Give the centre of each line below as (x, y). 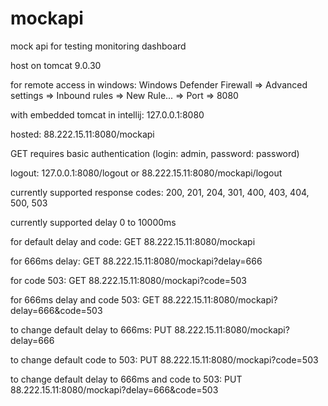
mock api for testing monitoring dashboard (98, 46)
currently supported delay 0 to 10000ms (93, 222)
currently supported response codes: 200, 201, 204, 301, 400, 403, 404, (160, 192)
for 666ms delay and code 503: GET (85, 299)
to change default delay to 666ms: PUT (91, 329)
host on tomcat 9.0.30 (56, 65)
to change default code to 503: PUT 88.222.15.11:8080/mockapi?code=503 (164, 359)
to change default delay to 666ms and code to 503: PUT (126, 379)
